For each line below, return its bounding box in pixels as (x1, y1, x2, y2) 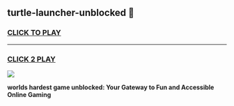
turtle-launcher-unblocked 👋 (7, 7, 134, 19)
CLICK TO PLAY (7, 28, 61, 38)
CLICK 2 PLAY (7, 54, 56, 63)
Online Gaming (7, 90, 52, 98)
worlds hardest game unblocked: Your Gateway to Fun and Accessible (7, 83, 214, 91)
